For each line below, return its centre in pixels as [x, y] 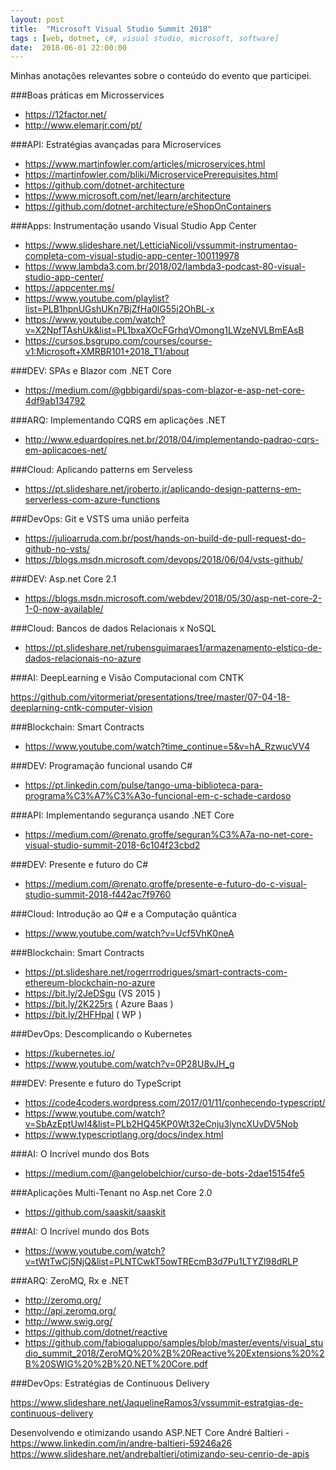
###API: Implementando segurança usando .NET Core [122, 815]
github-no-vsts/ [57, 549]
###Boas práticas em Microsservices [87, 95]
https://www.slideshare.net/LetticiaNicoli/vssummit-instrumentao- [161, 245]
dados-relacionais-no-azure [83, 658]
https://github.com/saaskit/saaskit [95, 1212]
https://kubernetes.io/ [69, 1053]
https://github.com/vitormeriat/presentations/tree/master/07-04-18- [150, 697]
